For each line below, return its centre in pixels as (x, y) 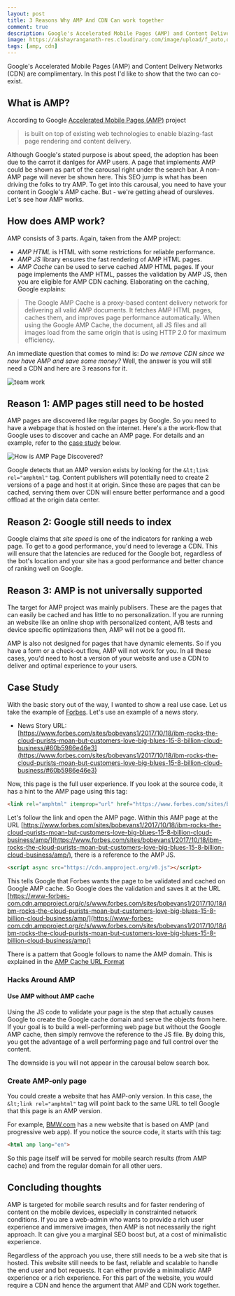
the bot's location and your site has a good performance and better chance (115, 561)
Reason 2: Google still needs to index (90, 522)
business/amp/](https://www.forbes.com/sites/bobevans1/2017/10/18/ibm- (115, 840)
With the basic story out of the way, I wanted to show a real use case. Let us (117, 704)
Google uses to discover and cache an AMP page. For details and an (106, 436)
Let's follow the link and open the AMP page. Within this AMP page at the (113, 818)
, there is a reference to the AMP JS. (123, 855)
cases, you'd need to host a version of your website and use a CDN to (108, 659)
